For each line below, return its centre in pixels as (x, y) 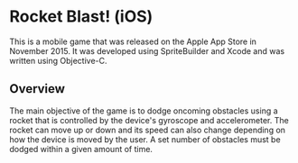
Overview (37, 89)
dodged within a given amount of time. (81, 149)
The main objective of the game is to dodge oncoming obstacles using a (144, 111)
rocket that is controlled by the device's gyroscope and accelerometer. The (149, 120)
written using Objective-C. (58, 60)
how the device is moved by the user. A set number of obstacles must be (145, 139)
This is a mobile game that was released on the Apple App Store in (133, 41)
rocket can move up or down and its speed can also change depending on (148, 130)
